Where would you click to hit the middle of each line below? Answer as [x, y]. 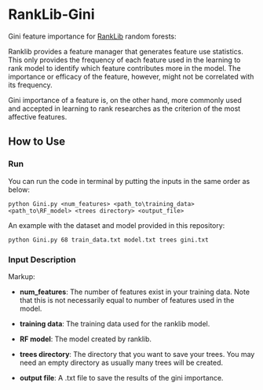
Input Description [42, 259]
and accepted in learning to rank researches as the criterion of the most [124, 109]
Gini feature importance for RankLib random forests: [92, 36]
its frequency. [30, 85]
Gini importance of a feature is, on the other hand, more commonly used [125, 100]
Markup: [22, 276]
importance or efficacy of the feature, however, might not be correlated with [131, 76]
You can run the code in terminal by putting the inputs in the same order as [129, 181]
